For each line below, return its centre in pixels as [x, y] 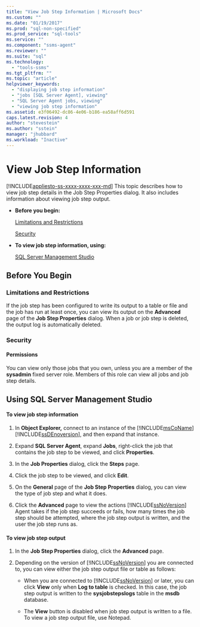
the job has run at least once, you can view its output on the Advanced [93, 312]
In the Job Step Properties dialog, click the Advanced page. [89, 551]
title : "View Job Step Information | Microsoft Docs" [75, 12]
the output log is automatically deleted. [54, 325]
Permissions [22, 355]
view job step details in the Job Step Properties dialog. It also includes [93, 192]
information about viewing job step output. [58, 199]
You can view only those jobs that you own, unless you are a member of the [99, 368]
